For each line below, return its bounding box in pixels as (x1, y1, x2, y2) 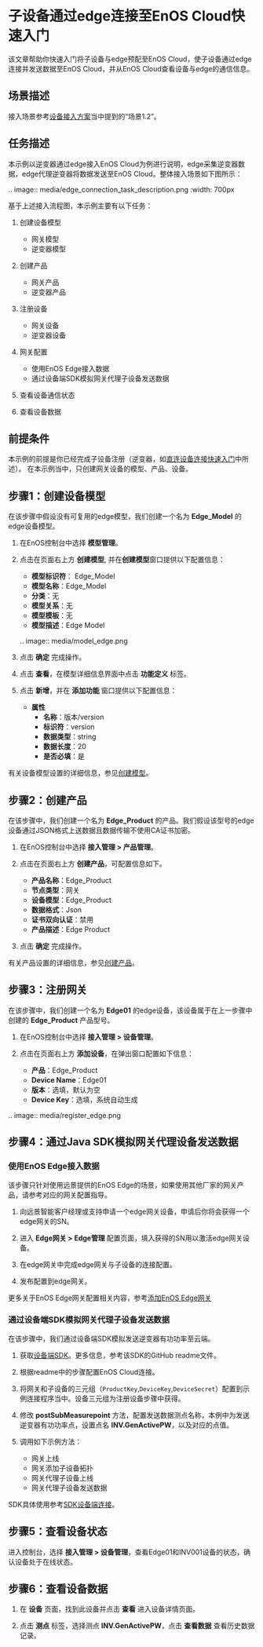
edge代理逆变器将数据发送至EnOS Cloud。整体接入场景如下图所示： (21, 169, 243, 178)
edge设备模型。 (8, 521, 60, 531)
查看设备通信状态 (19, 390, 75, 400)
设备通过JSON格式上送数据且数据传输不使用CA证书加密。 (8, 826, 195, 834)
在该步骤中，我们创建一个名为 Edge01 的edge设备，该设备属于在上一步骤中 (8, 1006, 253, 1015)
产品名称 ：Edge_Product (31, 876, 111, 885)
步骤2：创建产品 (8, 794, 88, 807)
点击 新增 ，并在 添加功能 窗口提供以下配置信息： (19, 686, 177, 696)
